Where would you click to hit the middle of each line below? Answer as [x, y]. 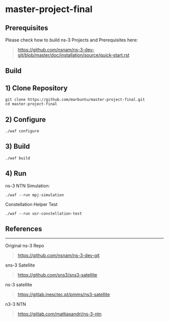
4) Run [16, 174]
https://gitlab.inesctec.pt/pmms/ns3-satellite [64, 295]
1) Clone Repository [36, 88]
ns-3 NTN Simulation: [28, 185]
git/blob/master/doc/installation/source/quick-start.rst [73, 55]
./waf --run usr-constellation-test [44, 213]
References [24, 229]
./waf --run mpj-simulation [35, 195]
